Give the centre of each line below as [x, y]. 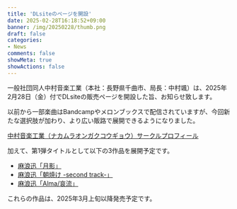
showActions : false [36, 67]
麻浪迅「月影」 [39, 165]
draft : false [27, 34]
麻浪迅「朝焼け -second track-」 [65, 174]
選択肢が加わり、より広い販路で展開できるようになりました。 [109, 120]
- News [17, 47]
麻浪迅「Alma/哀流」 [48, 183]
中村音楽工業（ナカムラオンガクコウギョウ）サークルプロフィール [103, 135]
